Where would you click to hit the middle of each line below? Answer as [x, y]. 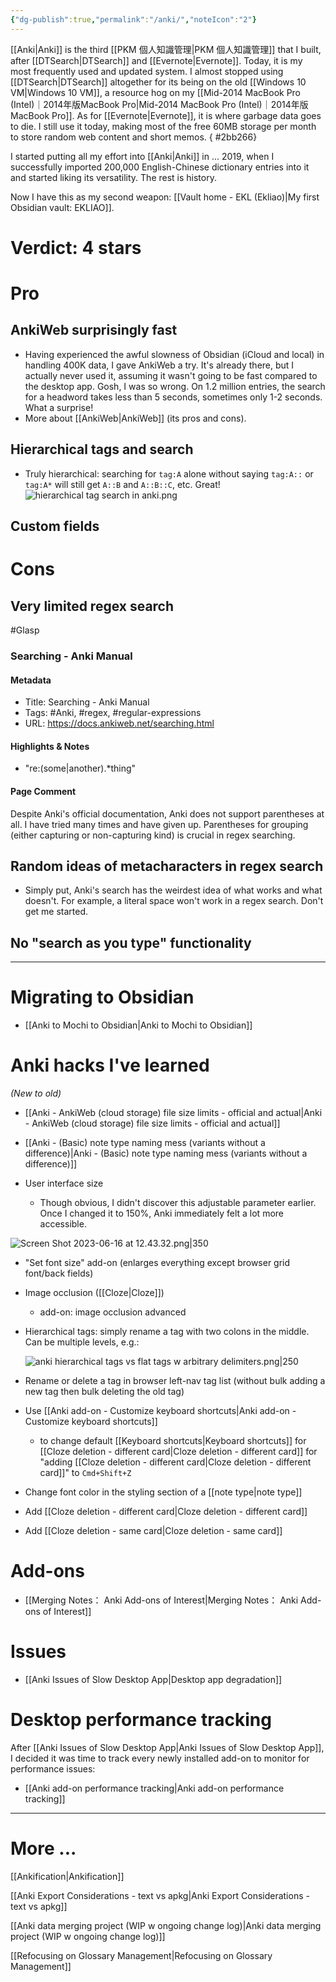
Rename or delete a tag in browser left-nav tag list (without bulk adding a [175, 1381]
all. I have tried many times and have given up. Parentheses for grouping [159, 824]
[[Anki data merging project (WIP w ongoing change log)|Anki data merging [166, 1925]
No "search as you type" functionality [131, 942]
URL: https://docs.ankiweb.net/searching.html [119, 723]
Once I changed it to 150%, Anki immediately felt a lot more [161, 1213]
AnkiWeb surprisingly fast [94, 330]
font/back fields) [59, 1273]
